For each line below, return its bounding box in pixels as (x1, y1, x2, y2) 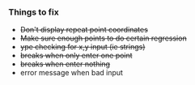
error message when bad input (19, 68, 124, 78)
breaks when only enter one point (19, 51, 133, 61)
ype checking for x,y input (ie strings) (19, 42, 146, 52)
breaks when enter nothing (19, 59, 111, 69)
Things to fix (8, 6, 59, 18)
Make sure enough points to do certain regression (19, 33, 188, 43)
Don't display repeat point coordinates (19, 25, 148, 35)
